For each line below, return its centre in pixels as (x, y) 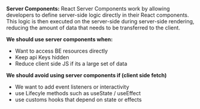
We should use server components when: (60, 39)
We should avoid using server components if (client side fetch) (86, 75)
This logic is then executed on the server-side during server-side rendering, (100, 21)
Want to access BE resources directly (61, 51)
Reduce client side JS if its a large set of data (71, 63)
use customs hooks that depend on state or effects (78, 99)
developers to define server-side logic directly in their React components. (98, 15)
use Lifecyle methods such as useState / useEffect (78, 93)
